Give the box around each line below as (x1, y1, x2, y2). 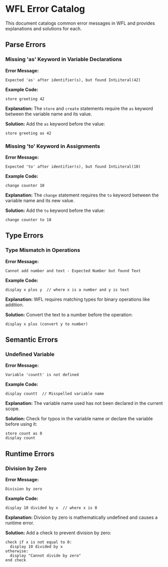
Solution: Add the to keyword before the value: (5, 207, 105, 213)
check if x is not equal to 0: (5, 539, 72, 544)
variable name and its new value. (5, 197, 75, 203)
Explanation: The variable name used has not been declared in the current (5, 400, 163, 406)
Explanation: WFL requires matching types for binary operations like (5, 296, 150, 302)
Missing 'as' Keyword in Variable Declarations (5, 56, 122, 63)
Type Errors (5, 231, 44, 240)
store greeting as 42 (5, 130, 52, 136)
